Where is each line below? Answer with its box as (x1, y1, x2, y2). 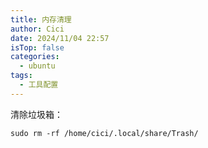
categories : (10, 52, 60, 62)
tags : (10, 71, 33, 81)
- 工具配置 (19, 80, 59, 90)
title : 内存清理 (10, 14, 72, 25)
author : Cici (10, 24, 65, 34)
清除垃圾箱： (10, 108, 63, 120)
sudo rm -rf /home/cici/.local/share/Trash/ (10, 128, 199, 138)
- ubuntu (19, 61, 56, 71)
